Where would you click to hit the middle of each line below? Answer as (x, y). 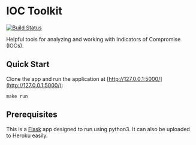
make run (17, 96)
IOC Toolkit (34, 11)
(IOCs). (15, 46)
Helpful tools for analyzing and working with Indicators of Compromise (94, 39)
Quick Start (28, 64)
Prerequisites (32, 115)
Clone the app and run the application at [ (58, 78)
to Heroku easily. (27, 135)
